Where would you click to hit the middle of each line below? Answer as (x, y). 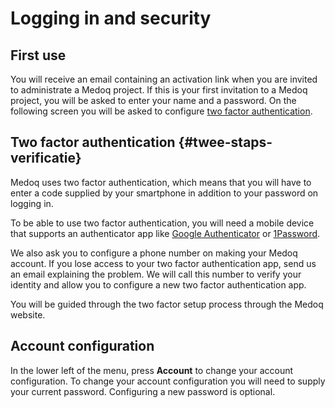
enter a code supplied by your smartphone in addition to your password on (164, 193)
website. (28, 314)
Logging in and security (111, 18)
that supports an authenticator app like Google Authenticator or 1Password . (165, 233)
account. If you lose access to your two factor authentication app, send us (163, 263)
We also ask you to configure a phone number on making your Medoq (154, 253)
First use (38, 55)
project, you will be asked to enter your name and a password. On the (153, 100)
